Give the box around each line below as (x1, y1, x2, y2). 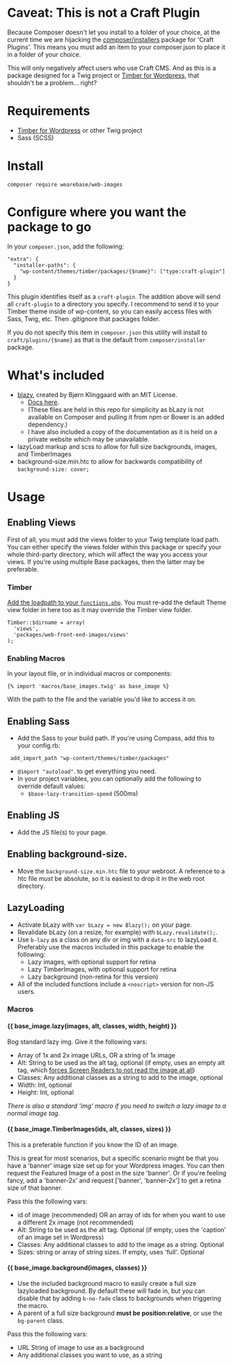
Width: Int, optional (17, 1081, 72, 1089)
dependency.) (27, 420, 68, 429)
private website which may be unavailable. (27, 435, 150, 443)
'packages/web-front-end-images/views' (13, 631, 129, 638)
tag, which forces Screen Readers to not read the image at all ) (17, 1066, 195, 1074)
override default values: (17, 782, 86, 790)
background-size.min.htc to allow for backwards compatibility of (17, 457, 203, 466)
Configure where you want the (7, 205, 186, 220)
